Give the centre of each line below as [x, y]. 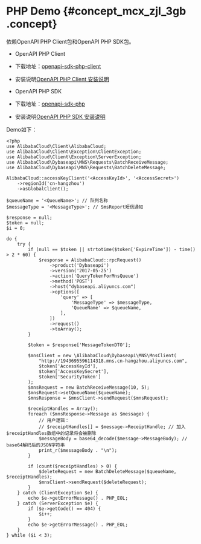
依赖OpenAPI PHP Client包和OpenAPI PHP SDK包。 [70, 41]
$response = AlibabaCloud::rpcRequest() [90, 260]
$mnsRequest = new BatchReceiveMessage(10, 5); [89, 387]
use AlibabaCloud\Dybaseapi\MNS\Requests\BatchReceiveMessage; [88, 162]
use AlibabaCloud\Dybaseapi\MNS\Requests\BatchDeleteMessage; [86, 167]
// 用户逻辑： [54, 420]
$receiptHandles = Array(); [63, 408]
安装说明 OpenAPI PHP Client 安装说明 [62, 79]
